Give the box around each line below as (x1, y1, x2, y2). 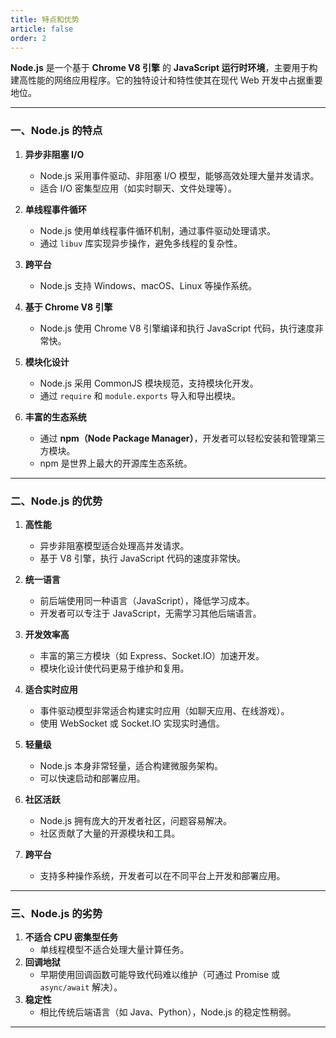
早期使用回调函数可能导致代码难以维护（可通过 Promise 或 (39, 969, 281, 981)
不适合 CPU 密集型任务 (24, 931, 119, 943)
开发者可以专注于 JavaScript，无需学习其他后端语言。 (39, 607, 262, 619)
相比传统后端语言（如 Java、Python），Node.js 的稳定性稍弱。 (39, 1006, 297, 1018)
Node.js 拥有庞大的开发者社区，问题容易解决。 (39, 814, 233, 826)
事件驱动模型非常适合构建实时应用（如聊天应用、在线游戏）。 (39, 704, 290, 716)
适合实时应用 (24, 683, 78, 695)
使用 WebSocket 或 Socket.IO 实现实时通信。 (39, 717, 225, 729)
